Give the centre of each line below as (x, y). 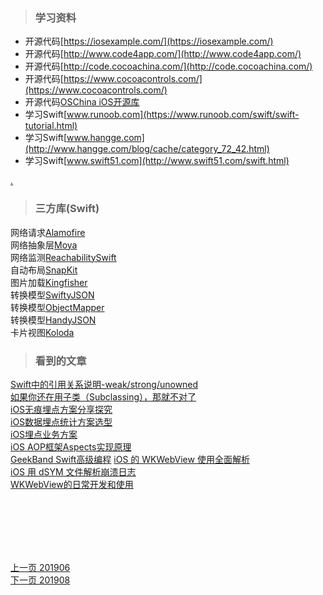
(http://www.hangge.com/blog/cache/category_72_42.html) (147, 149)
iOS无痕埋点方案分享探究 (61, 409)
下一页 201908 (40, 580)
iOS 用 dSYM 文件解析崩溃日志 (73, 471)
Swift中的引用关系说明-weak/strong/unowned (104, 384)
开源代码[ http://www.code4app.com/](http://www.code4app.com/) (163, 54)
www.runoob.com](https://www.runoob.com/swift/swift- (183, 115)
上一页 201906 (40, 567)
